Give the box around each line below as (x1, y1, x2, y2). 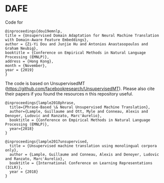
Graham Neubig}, (5, 46, 38, 51)
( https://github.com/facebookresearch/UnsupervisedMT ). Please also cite (5, 86, 155, 91)
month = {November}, (5, 63, 48, 68)
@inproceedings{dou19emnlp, (5, 29, 63, 33)
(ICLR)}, (5, 165, 23, 170)
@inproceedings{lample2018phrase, (5, 100, 76, 105)
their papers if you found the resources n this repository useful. (5, 91, 134, 96)
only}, (5, 148, 19, 152)
